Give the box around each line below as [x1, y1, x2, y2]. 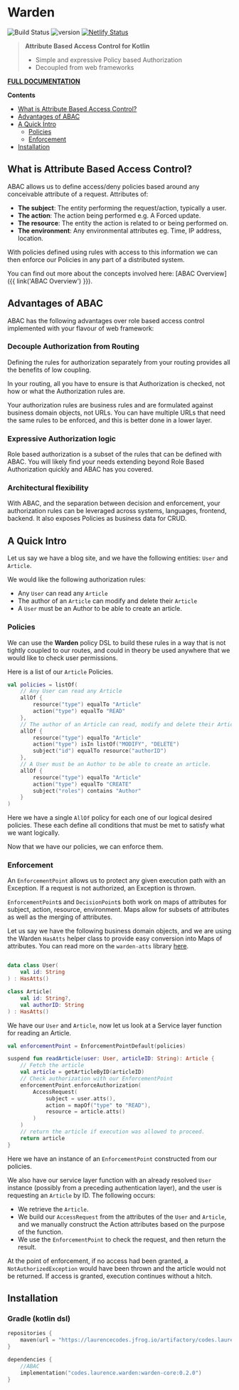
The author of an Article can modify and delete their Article [17, 597, 198, 605]
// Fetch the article [20, 1062, 84, 1069]
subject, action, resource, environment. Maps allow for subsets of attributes [7, 905, 230, 914]
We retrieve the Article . [17, 1204, 89, 1213]
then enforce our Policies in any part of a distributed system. [7, 255, 185, 264]
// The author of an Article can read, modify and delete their [20, 721, 215, 728]
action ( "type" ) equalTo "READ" [33, 708, 126, 715]
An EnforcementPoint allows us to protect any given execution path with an [7, 876, 226, 885]
